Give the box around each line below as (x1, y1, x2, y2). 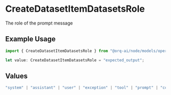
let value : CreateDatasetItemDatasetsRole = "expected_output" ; (5, 57, 145, 63)
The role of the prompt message (5, 20, 73, 26)
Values (5, 72, 28, 80)
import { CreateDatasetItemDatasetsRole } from (5, 48, 108, 54)
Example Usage (5, 35, 56, 43)
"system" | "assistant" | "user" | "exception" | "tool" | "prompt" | (5, 85, 158, 90)
